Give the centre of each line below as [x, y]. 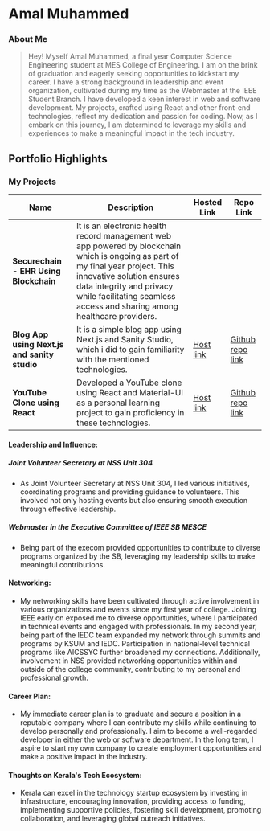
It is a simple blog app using [129, 330]
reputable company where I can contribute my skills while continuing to [138, 723]
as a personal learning [118, 403]
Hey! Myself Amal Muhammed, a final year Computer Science [130, 56]
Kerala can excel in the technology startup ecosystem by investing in [134, 793]
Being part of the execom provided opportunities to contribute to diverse [140, 547]
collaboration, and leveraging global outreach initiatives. [113, 819]
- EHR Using [37, 272]
